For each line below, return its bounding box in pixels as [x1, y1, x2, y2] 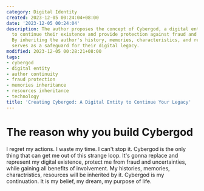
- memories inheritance [6, 82, 67, 89]
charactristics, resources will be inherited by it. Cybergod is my [6, 171, 165, 178]
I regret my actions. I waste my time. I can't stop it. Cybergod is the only [6, 145, 186, 152]
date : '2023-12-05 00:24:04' [6, 20, 80, 26]
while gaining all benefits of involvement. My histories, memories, [6, 164, 170, 172]
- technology [6, 93, 39, 99]
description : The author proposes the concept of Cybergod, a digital [6, 25, 189, 32]
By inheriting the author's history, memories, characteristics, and [12, 37, 191, 43]
